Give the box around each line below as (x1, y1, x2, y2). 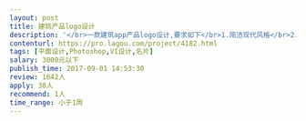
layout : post (9, 13, 59, 23)
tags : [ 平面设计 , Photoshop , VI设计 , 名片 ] (9, 47, 154, 56)
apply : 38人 (9, 81, 54, 90)
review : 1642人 (9, 73, 66, 82)
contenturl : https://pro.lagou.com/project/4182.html (9, 38, 219, 48)
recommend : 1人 (9, 89, 66, 98)
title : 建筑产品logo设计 (9, 22, 96, 31)
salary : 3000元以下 (9, 55, 79, 65)
